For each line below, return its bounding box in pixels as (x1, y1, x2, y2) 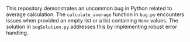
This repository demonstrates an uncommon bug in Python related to (6, 5, 172, 12)
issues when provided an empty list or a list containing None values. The (6, 17, 178, 24)
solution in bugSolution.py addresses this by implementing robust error (6, 23, 177, 30)
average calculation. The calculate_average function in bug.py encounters (6, 11, 185, 18)
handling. (6, 29, 29, 36)
